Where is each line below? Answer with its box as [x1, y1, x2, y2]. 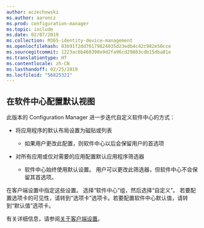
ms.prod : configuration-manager [6, 20, 89, 26]
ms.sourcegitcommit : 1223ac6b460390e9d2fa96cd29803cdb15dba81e [6, 49, 172, 55]
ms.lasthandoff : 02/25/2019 [6, 66, 78, 73]
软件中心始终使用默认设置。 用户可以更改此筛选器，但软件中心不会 [24, 166, 193, 173]
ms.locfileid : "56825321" [6, 72, 72, 78]
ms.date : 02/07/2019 [6, 32, 59, 38]
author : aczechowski [6, 9, 59, 15]
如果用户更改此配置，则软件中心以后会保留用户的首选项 [24, 140, 164, 147]
